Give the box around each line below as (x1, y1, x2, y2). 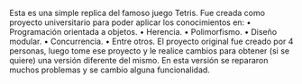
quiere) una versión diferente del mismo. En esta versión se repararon (9, 55, 269, 65)
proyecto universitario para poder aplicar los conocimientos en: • (9, 17, 252, 28)
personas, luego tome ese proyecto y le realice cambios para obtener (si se (9, 46, 290, 56)
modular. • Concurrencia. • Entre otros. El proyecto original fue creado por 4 (9, 36, 294, 46)
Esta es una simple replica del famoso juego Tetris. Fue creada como (9, 8, 266, 18)
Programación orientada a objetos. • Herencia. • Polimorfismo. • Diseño (9, 27, 278, 37)
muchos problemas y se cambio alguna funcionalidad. (9, 64, 210, 75)
